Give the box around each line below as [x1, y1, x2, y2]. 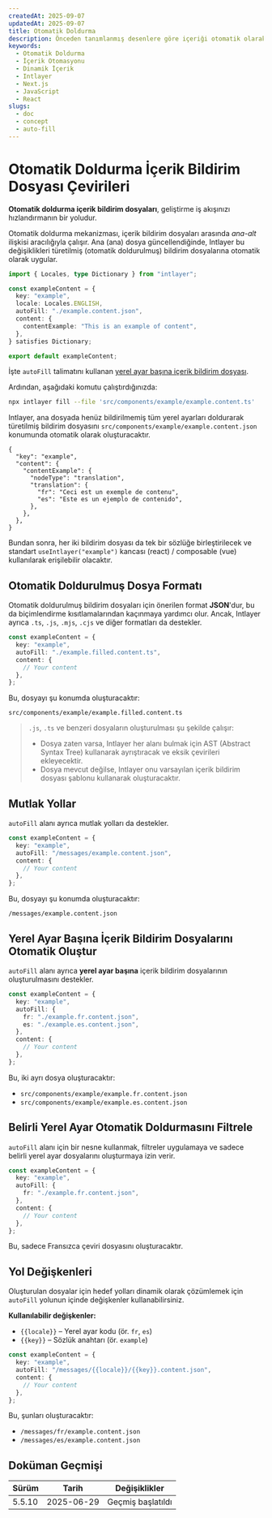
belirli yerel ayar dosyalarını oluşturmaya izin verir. [8, 1150, 176, 1160]
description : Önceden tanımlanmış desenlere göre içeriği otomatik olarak [8, 34, 266, 43]
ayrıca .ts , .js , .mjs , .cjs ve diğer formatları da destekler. [8, 617, 202, 627]
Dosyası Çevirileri [8, 177, 130, 196]
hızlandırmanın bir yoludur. [8, 213, 97, 222]
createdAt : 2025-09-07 [8, 11, 85, 20]
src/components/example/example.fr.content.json [19, 1090, 188, 1098]
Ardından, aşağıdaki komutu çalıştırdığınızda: [8, 382, 158, 392]
